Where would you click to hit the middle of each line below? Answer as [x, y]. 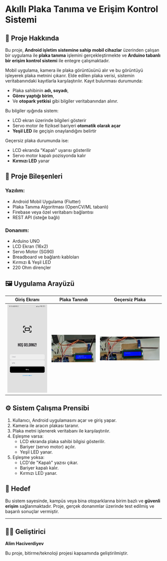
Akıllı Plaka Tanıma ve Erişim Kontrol [82, 9]
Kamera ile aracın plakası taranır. [46, 425]
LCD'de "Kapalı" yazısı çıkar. [49, 462]
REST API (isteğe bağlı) [36, 217]
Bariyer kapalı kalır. [39, 468]
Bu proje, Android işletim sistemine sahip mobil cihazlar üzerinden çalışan [82, 50]
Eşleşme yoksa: [28, 457]
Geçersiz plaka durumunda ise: [37, 141]
